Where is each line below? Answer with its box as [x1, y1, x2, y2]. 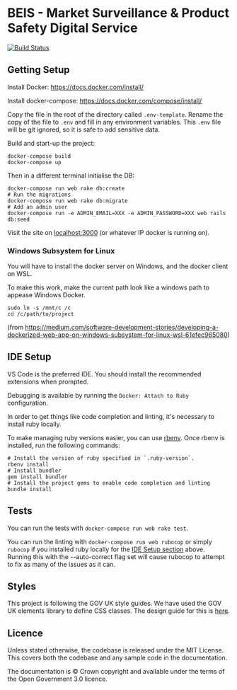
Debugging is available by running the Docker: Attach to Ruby [7, 391, 190, 399]
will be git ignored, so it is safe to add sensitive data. [7, 125, 161, 134]
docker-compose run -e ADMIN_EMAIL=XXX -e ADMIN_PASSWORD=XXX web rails [7, 209, 226, 217]
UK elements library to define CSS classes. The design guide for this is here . [7, 606, 230, 615]
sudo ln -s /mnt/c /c [7, 304, 71, 312]
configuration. [7, 398, 48, 407]
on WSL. [7, 270, 33, 278]
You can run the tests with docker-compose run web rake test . [7, 524, 189, 532]
